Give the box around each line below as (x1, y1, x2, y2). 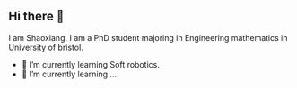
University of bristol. (8, 42, 84, 52)
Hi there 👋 (8, 9, 65, 24)
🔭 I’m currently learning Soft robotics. (21, 59, 161, 69)
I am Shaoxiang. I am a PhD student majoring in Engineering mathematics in (8, 32, 288, 43)
